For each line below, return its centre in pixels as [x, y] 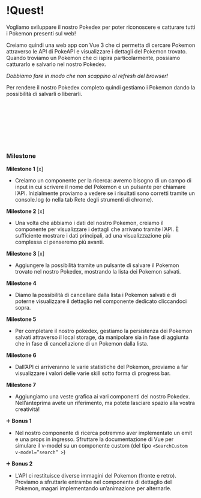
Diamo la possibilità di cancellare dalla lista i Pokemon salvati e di [95, 295]
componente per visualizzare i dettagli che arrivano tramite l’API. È [97, 229]
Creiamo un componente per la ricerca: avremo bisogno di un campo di [103, 181]
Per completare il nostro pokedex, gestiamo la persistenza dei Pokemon [103, 331]
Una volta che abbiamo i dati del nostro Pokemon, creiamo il [89, 223]
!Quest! [25, 10]
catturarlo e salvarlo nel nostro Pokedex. [56, 64]
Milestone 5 [21, 319]
